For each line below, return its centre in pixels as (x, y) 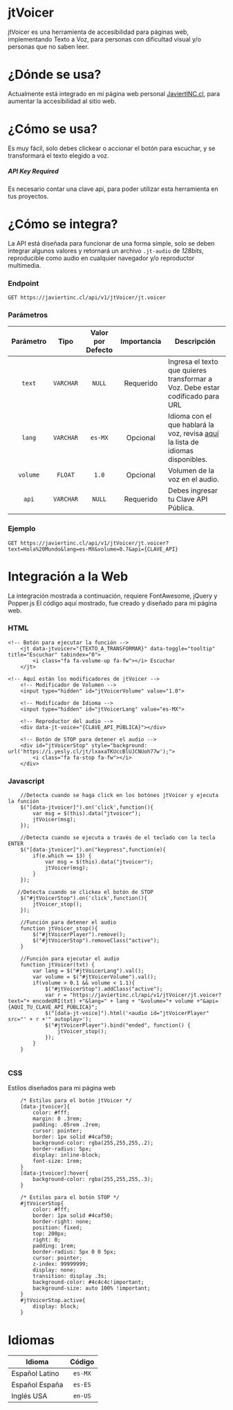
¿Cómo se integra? (63, 224)
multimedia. (25, 265)
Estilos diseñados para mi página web (62, 1088)
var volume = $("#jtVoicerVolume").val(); (95, 977)
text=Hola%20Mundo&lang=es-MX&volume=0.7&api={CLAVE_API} (93, 549)
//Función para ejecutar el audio (70, 959)
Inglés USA (29, 1396)
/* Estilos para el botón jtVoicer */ (76, 1101)
